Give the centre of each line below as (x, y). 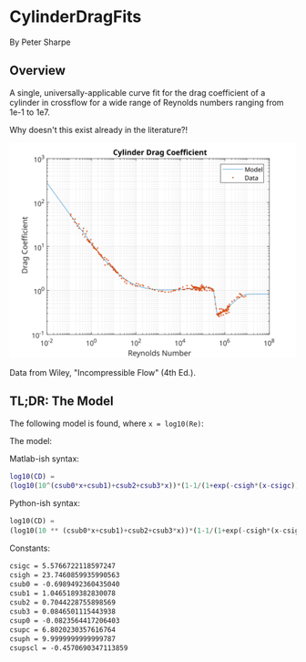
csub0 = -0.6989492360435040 (65, 584)
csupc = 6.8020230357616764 (63, 630)
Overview (38, 71)
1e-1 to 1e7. (30, 112)
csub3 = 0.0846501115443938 (63, 612)
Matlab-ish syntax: (45, 459)
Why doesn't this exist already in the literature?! (99, 129)
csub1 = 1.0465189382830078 (63, 594)
